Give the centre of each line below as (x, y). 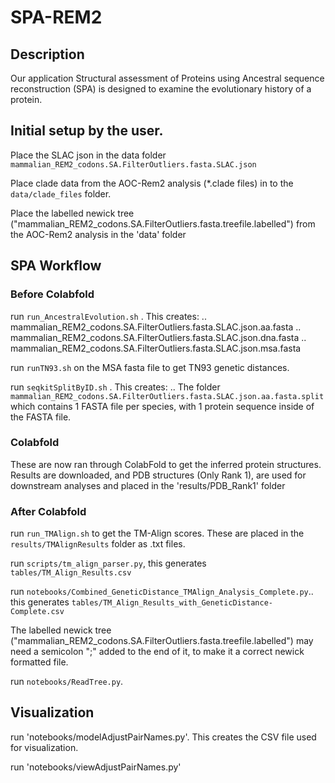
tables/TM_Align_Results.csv (71, 573)
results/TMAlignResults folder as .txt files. (98, 544)
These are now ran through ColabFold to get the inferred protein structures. (166, 464)
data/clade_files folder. (61, 193)
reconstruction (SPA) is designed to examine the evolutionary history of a (161, 89)
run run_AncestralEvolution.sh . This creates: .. (108, 316)
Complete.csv (37, 612)
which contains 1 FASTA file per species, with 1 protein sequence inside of (162, 406)
